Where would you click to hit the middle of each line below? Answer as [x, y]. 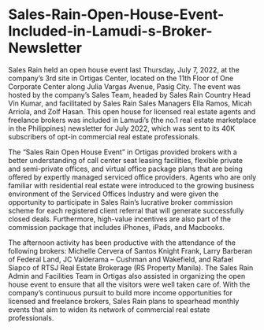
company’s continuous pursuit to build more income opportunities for [120, 292]
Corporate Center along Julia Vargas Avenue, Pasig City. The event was [125, 86]
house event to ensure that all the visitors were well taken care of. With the [129, 284]
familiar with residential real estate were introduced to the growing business [131, 185]
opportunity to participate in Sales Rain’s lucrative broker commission [121, 202]
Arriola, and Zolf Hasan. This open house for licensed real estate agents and [132, 111]
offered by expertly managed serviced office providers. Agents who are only [132, 177]
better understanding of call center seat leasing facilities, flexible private [125, 160]
